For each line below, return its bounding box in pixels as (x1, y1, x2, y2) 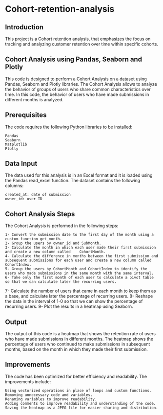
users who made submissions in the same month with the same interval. (5, 271, 154, 276)
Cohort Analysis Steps (5, 209, 75, 218)
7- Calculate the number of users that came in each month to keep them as (5, 288, 156, 294)
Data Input (5, 160, 38, 168)
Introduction (5, 23, 44, 31)
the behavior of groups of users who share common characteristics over (5, 86, 151, 92)
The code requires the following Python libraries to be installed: (5, 124, 133, 130)
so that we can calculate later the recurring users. (5, 279, 117, 284)
